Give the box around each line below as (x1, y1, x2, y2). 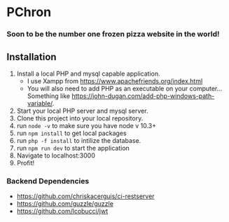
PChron (6, 4, 52, 20)
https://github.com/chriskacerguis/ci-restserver (16, 192, 155, 200)
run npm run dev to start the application (16, 144, 130, 152)
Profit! (16, 158, 35, 167)
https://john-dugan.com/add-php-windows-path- (71, 92, 215, 100)
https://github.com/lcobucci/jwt (16, 207, 109, 216)
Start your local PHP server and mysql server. (16, 106, 148, 115)
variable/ (27, 99, 53, 107)
